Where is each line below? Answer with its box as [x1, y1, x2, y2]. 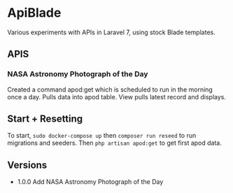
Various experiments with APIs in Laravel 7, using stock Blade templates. [7, 28, 216, 36]
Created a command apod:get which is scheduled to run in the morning [7, 85, 213, 94]
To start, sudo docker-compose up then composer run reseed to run [7, 131, 197, 140]
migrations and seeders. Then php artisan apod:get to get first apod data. [7, 138, 222, 148]
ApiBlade [7, 5, 62, 21]
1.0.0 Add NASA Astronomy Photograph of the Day [17, 178, 164, 186]
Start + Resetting [7, 113, 83, 125]
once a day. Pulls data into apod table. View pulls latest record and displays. [7, 92, 226, 101]
